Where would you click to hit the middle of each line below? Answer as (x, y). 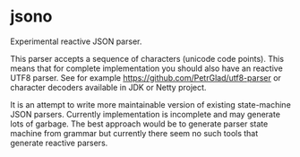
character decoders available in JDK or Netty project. (108, 87)
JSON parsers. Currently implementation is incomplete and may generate (146, 114)
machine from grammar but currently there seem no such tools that (134, 133)
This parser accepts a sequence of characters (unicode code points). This (147, 58)
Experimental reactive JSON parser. (76, 41)
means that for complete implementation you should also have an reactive (146, 68)
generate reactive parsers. (59, 143)
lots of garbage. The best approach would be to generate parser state (139, 124)
